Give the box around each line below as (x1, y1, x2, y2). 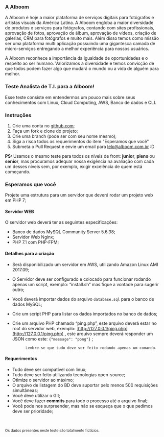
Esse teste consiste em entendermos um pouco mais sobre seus (5, 94, 136, 100)
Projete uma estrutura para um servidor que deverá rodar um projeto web (5, 192, 153, 198)
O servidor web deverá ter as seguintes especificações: (5, 219, 118, 225)
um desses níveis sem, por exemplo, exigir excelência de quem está (5, 163, 142, 170)
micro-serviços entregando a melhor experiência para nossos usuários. (5, 46, 149, 52)
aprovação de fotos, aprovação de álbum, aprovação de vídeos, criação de (5, 30, 157, 36)
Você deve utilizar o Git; (12, 392, 61, 398)
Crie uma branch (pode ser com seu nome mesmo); (12, 133, 117, 139)
